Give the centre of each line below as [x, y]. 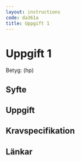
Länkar [19, 152]
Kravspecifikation [40, 131]
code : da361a [22, 18]
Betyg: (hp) [20, 70]
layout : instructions [33, 12]
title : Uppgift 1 [28, 23]
